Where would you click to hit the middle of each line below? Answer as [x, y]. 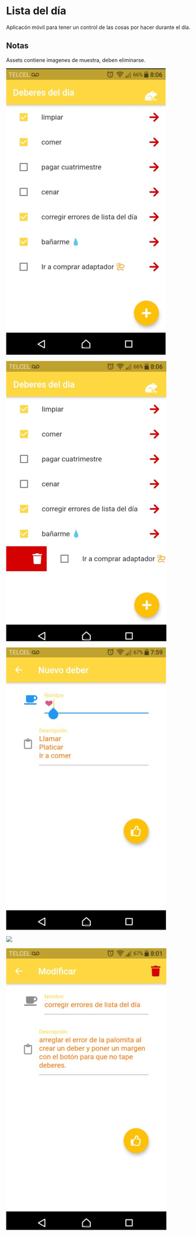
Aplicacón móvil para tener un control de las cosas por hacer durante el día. [98, 27]
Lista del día [36, 11]
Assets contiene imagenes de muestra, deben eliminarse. [76, 60]
